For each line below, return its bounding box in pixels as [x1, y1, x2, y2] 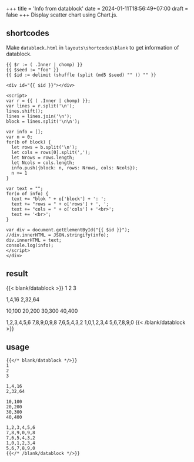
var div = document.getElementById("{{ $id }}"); [6, 227, 131, 232]
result [6, 268, 28, 279]
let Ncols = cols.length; [11, 159, 75, 166]
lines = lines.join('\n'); [6, 113, 72, 119]
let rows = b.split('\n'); [11, 144, 78, 150]
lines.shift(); [6, 108, 44, 114]
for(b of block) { [6, 139, 51, 145]
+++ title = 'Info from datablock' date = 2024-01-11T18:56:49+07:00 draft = [6, 5, 189, 12]
